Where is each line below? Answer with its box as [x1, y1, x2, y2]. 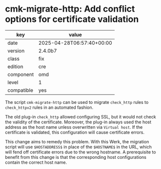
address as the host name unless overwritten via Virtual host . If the [5, 124, 143, 130]
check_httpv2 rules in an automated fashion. [5, 104, 94, 110]
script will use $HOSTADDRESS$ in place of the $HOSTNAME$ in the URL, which [5, 144, 152, 150]
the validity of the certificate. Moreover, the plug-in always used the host [5, 119, 152, 125]
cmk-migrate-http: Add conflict [5, 3, 135, 15]
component [7, 71, 34, 78]
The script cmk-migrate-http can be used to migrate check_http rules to [5, 99, 149, 105]
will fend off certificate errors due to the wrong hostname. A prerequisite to [5, 149, 156, 155]
